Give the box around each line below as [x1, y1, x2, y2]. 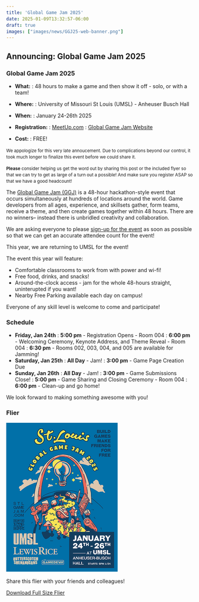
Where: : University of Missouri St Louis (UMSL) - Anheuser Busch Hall [14, 100, 189, 107]
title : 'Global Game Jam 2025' [6, 10, 84, 15]
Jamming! [14, 351, 40, 358]
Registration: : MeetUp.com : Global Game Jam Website [14, 123, 153, 130]
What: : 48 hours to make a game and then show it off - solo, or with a [14, 82, 188, 89]
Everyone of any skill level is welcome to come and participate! [6, 303, 160, 310]
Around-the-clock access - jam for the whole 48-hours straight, [14, 279, 172, 286]
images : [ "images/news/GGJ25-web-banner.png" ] [6, 29, 124, 35]
